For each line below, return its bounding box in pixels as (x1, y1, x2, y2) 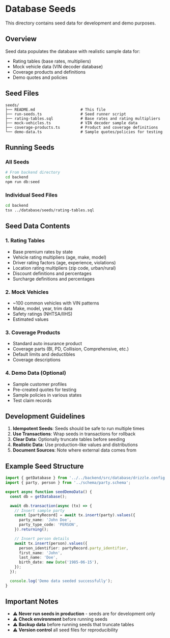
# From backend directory (5, 170, 60, 175)
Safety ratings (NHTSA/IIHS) (12, 311, 73, 317)
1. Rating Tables (5, 237, 45, 244)
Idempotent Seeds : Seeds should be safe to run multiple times (12, 426, 145, 432)
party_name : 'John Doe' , (18, 517, 72, 522)
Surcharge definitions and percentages (12, 275, 95, 282)
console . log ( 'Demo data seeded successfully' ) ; (10, 578, 113, 584)
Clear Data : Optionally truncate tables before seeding (12, 436, 126, 442)
